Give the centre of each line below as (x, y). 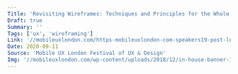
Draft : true (25, 20)
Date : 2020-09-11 (33, 47)
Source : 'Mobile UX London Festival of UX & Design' (87, 54)
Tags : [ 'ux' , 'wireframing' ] (50, 33)
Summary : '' (25, 27)
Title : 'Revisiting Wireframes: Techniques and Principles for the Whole (119, 14)
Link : (15, 40)
